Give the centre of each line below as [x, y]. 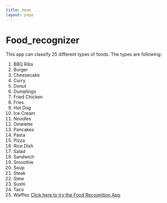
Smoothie [23, 163]
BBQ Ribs [23, 64]
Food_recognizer [43, 40]
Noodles [22, 119]
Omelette [23, 124]
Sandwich [24, 157]
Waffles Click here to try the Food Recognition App [67, 195]
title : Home [18, 10]
